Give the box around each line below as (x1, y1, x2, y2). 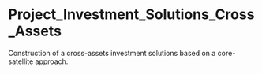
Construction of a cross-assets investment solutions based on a (8, 48, 216, 57)
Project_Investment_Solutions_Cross (8, 6, 255, 24)
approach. (35, 57, 69, 66)
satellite (8, 57, 34, 66)
